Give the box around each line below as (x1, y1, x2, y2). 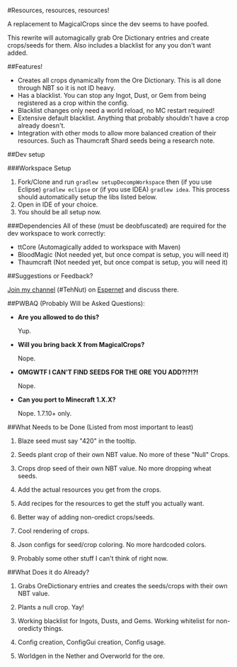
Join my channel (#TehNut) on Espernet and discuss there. (7, 285, 179, 294)
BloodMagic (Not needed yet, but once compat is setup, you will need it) (17, 250, 229, 258)
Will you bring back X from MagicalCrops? (17, 341, 145, 348)
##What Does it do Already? (7, 568, 90, 576)
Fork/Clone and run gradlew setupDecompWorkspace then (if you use (17, 177, 212, 186)
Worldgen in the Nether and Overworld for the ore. (17, 652, 165, 660)
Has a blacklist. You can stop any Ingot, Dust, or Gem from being (17, 92, 207, 99)
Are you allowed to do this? (17, 313, 100, 321)
